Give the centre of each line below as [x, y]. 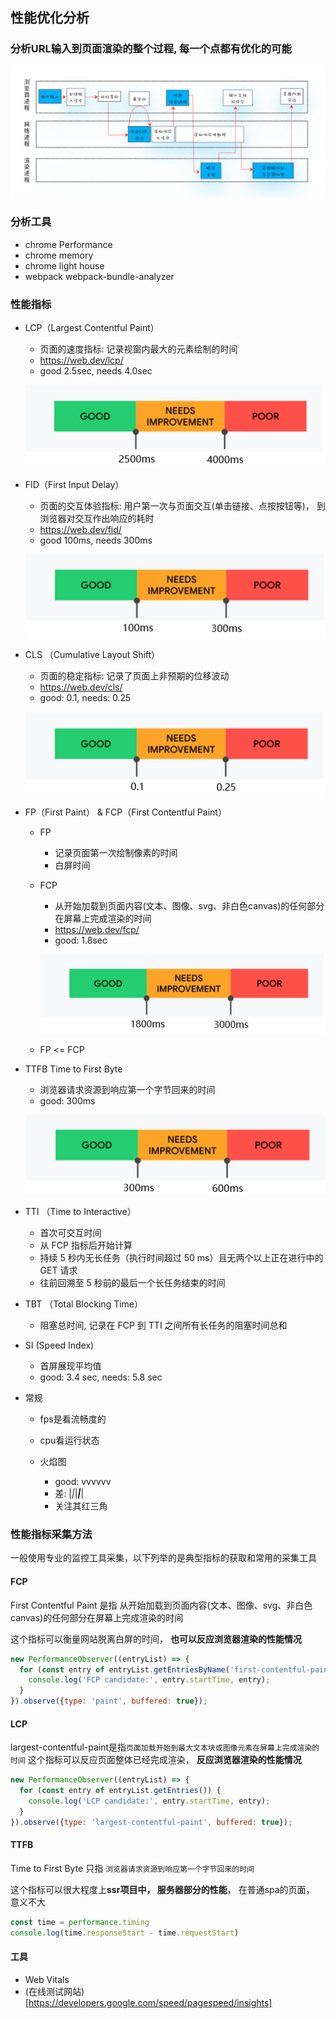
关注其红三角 [81, 1506]
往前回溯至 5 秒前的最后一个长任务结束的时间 [132, 1283]
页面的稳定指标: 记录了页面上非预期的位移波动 [134, 675]
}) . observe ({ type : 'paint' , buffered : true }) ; [109, 1701]
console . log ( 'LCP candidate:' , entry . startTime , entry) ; [149, 1801]
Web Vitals [47, 1979]
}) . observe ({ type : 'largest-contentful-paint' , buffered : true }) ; [151, 1822]
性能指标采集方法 [51, 1535]
